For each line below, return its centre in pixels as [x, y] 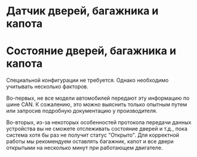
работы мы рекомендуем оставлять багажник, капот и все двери [90, 141]
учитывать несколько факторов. [47, 87]
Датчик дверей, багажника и [82, 11]
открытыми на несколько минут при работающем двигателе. [84, 148]
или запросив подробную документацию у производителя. [82, 111]
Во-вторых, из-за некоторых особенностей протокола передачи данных [99, 122]
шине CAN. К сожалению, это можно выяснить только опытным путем [97, 104]
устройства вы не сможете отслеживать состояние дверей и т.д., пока [97, 129]
